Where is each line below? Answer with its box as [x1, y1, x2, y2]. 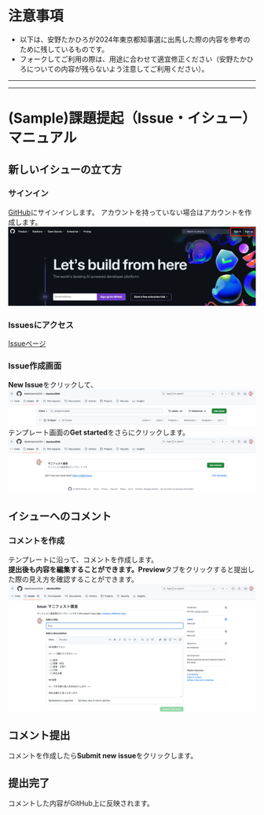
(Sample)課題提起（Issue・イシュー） [8, 109, 250, 127]
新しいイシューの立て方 [8, 163, 122, 176]
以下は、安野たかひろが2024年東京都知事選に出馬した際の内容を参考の [19, 35, 251, 44]
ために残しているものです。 [19, 44, 108, 53]
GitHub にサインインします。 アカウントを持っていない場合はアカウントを [8, 207, 245, 217]
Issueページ [8, 339, 46, 348]
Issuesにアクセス [8, 319, 74, 330]
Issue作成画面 [8, 361, 62, 372]
